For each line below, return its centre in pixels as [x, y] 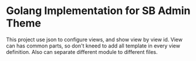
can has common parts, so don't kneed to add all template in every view [93, 46]
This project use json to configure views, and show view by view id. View [94, 39]
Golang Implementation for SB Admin [98, 11]
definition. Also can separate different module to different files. [82, 52]
